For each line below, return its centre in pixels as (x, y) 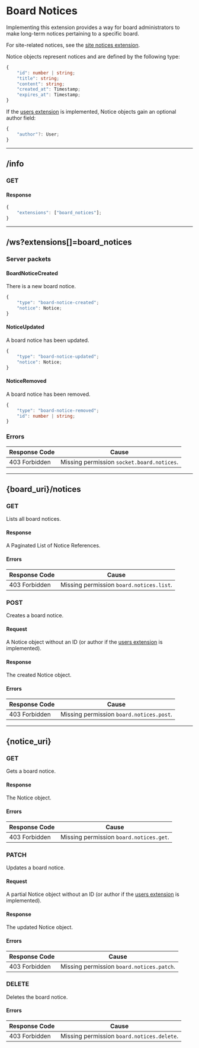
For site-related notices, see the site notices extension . (73, 45)
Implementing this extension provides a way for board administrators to (93, 27)
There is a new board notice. (41, 286)
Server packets (29, 259)
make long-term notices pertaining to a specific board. (73, 33)
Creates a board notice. (35, 615)
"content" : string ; (41, 84)
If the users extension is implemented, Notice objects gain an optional (91, 112)
